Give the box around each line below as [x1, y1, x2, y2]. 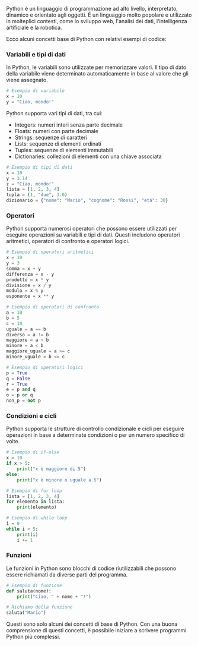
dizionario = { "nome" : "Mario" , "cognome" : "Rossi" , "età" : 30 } [6, 197, 168, 204]
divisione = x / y [6, 282, 52, 288]
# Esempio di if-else [6, 449, 60, 455]
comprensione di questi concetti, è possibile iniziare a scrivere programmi [6, 627, 187, 634]
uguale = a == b [6, 326, 46, 332]
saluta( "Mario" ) [6, 610, 46, 616]
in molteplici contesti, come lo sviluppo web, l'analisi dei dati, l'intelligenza [6, 18, 188, 24]
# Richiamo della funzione [6, 604, 73, 610]
